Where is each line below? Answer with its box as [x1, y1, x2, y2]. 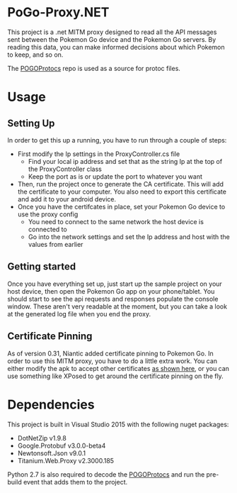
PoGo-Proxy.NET [7, 4, 110, 21]
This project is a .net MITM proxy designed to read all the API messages [7, 28, 217, 36]
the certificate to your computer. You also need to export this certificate [17, 187, 226, 196]
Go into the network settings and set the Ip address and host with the [28, 232, 230, 241]
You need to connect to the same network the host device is [28, 217, 204, 226]
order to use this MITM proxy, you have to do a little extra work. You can [7, 356, 218, 365]
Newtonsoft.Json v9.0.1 [17, 448, 86, 458]
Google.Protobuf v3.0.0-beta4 [17, 441, 106, 450]
